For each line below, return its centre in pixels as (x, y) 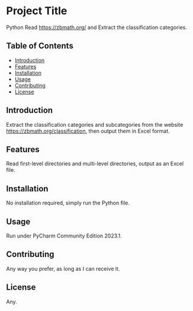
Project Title (37, 11)
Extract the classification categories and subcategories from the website (95, 124)
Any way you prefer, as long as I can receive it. (63, 268)
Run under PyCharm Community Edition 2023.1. (64, 236)
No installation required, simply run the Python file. (68, 203)
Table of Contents (40, 46)
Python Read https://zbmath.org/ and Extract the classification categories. (97, 27)
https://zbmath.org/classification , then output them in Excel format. (88, 131)
